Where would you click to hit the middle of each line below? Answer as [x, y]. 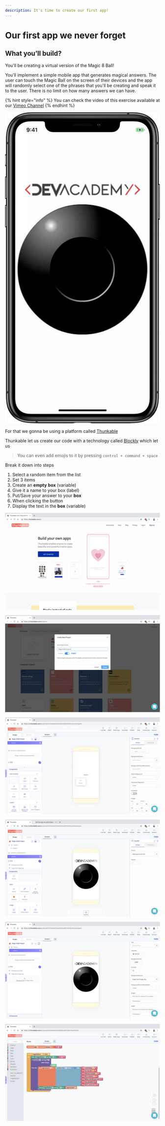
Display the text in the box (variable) [49, 506]
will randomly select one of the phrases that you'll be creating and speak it [81, 85]
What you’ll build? [33, 53]
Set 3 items [24, 480]
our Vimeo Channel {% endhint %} [40, 105]
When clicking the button [38, 500]
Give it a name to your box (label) [46, 490]
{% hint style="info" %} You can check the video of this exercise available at [82, 100]
